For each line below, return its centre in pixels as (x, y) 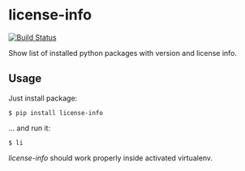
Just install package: (43, 98)
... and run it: (30, 128)
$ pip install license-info (56, 113)
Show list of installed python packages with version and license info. (123, 53)
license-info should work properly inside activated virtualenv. (111, 158)
